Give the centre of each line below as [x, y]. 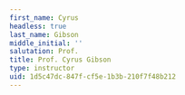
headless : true [38, 26]
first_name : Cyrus [44, 18]
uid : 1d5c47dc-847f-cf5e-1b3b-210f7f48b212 [93, 77]
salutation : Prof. [44, 52]
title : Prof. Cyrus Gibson [60, 60]
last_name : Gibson [44, 34]
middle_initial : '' [46, 43]
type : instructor [42, 69]
